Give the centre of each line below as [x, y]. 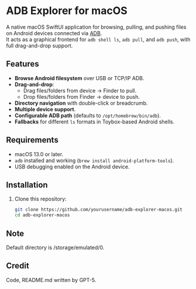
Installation [27, 185]
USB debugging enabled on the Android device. [72, 166]
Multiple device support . [45, 109]
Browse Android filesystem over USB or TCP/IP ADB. [79, 78]
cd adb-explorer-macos [42, 215]
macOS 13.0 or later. [39, 154]
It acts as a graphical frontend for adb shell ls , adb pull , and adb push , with [98, 39]
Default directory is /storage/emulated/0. [55, 247]
